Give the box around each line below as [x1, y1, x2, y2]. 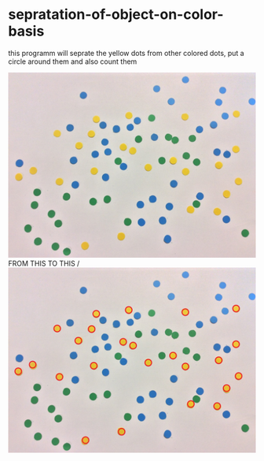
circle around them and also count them [8, 57, 137, 66]
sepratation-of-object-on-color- [8, 6, 224, 24]
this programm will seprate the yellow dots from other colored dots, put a [8, 48, 245, 58]
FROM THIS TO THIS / [8, 258, 80, 269]
